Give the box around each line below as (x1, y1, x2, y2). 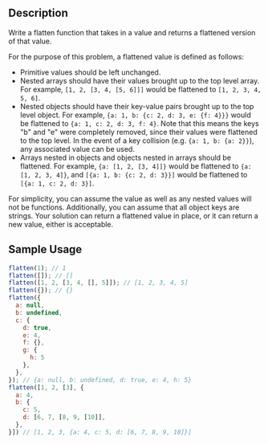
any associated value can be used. (19, 144, 135, 153)
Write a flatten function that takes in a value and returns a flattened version (8, 27, 256, 37)
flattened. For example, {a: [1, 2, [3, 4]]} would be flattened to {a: (19, 161, 252, 171)
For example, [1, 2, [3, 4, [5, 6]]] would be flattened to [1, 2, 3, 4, (19, 84, 262, 94)
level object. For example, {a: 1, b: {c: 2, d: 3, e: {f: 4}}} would (19, 110, 251, 120)
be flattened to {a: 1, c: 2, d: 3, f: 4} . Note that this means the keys (19, 118, 259, 128)
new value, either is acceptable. (8, 219, 114, 229)
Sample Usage (8, 242, 83, 256)
